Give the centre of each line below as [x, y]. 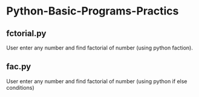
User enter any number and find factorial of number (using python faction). [100, 48]
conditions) [20, 87]
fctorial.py [26, 33]
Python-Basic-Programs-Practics [93, 11]
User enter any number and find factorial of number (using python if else [97, 81]
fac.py [19, 67]
